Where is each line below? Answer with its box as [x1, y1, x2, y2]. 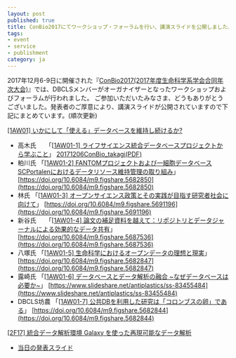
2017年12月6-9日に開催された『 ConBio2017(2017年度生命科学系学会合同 [7, 76, 218, 84]
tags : [7, 29, 23, 37]
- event [7, 37, 30, 44]
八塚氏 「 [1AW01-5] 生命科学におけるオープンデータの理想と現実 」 [17, 248, 211, 257]
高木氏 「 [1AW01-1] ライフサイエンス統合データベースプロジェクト [17, 141, 217, 150]
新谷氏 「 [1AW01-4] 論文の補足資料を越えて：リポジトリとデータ [17, 216, 213, 225]
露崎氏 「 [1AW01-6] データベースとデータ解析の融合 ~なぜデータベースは [17, 272, 229, 281]
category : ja [7, 56, 46, 63]
